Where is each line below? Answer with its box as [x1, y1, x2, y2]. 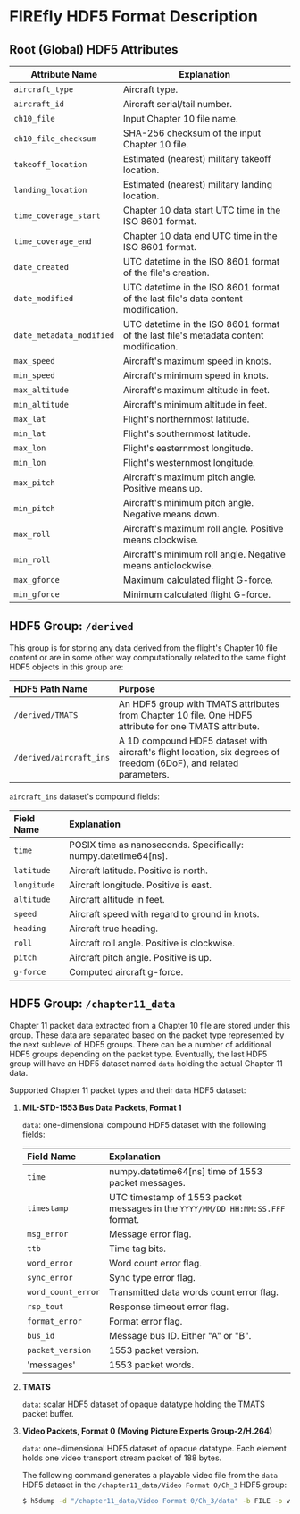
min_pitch [13, 503, 55, 513]
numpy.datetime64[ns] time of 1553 [108, 1165, 263, 1177]
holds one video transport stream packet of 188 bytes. [21, 1452, 222, 1463]
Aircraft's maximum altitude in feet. [123, 384, 271, 396]
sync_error [26, 1272, 73, 1283]
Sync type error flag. [108, 1271, 196, 1283]
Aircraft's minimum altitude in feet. [123, 399, 268, 410]
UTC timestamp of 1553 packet [108, 1190, 243, 1203]
